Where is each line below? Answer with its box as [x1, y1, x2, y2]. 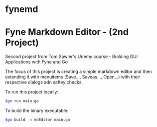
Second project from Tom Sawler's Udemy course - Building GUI [5, 53, 138, 59]
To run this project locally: [5, 89, 59, 95]
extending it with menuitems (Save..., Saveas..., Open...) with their [5, 74, 141, 80]
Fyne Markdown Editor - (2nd [5, 26, 129, 38]
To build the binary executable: [5, 107, 69, 113]
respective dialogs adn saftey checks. [5, 79, 83, 85]
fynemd [5, 3, 38, 15]
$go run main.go [5, 98, 39, 103]
